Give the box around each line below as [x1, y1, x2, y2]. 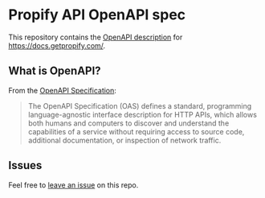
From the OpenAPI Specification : [8, 85, 116, 95]
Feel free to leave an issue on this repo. [8, 179, 139, 190]
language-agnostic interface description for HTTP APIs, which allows [27, 109, 257, 119]
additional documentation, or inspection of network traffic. [27, 135, 222, 145]
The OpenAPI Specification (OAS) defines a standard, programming [27, 101, 252, 110]
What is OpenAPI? [8, 64, 102, 78]
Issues [8, 159, 43, 172]
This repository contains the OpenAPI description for [8, 32, 183, 42]
